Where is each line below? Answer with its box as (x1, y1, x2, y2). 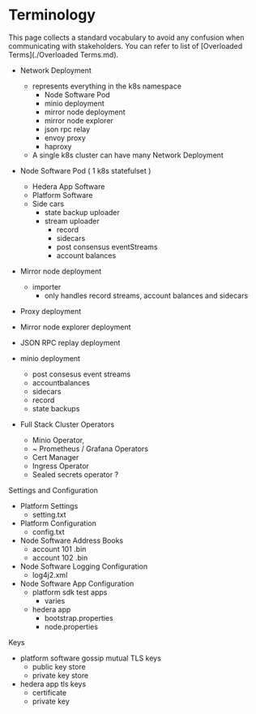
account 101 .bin (32, 544, 87, 553)
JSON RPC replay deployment (19, 338, 121, 347)
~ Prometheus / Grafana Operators (32, 444, 148, 454)
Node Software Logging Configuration (19, 561, 148, 571)
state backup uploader (44, 207, 120, 217)
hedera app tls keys (19, 679, 87, 689)
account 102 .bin (32, 553, 88, 562)
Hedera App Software (32, 181, 105, 191)
